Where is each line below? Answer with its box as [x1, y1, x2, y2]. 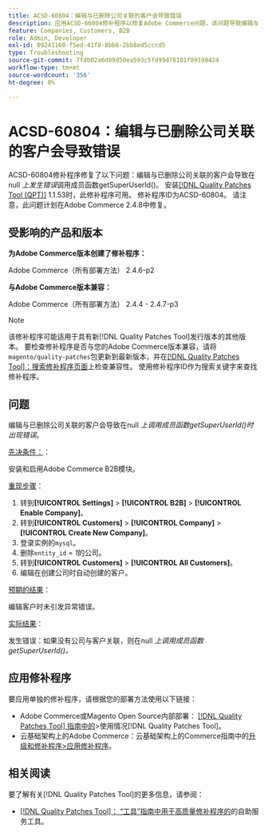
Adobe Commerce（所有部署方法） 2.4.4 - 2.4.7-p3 [8, 299, 179, 309]
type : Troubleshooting [8, 49, 84, 57]
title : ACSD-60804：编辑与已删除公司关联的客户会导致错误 [8, 11, 182, 20]
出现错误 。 [8, 430, 44, 440]
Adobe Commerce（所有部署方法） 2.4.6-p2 [8, 265, 155, 276]
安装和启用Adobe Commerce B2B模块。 [8, 464, 140, 474]
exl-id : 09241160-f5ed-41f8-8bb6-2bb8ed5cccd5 [8, 42, 166, 50]
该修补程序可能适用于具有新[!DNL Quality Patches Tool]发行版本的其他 [8, 332, 239, 342]
